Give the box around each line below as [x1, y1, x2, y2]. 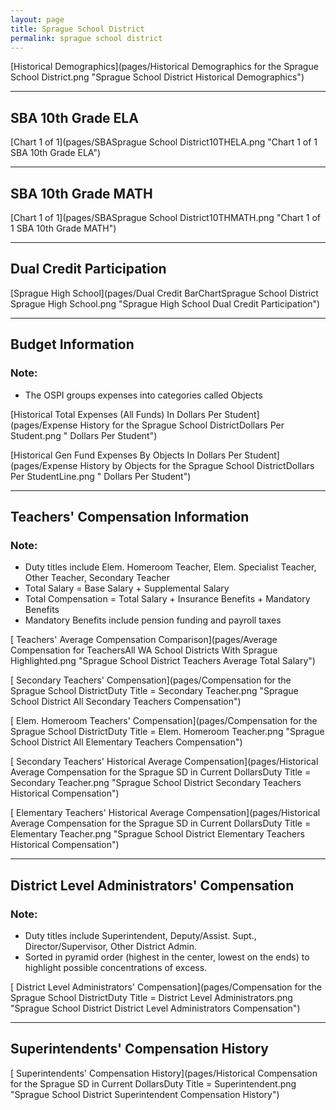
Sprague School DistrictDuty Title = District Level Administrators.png [10, 991, 293, 1003]
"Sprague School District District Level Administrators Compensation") [10, 1002, 301, 1014]
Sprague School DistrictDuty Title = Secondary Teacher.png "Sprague [10, 685, 299, 697]
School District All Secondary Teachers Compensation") [10, 696, 242, 708]
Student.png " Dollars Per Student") [10, 429, 158, 441]
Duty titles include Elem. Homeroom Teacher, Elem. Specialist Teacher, [24, 561, 317, 573]
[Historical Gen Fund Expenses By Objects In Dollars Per [10, 449, 243, 461]
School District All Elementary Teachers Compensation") [10, 736, 243, 748]
